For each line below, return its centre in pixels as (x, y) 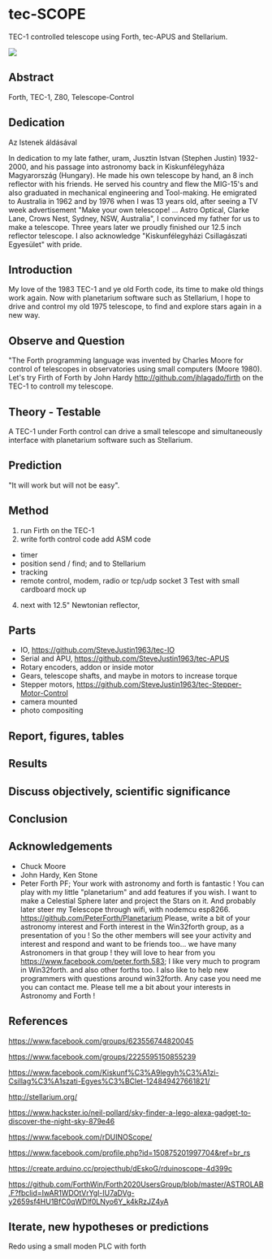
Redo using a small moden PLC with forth (78, 1246)
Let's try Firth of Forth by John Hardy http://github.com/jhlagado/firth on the (136, 378)
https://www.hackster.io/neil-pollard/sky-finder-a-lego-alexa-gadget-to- (130, 1112)
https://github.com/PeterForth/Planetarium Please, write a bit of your (135, 918)
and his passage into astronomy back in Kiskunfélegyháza (127, 167)
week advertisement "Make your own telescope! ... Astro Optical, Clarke (129, 210)
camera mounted (49, 702)
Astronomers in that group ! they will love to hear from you (117, 953)
